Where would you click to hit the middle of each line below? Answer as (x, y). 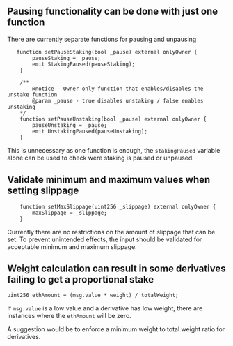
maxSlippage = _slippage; (70, 213)
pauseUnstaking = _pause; (70, 125)
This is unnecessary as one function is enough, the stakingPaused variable (114, 150)
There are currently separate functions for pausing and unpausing (102, 39)
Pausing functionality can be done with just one (113, 12)
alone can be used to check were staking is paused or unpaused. (101, 158)
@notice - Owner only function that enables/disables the (118, 89)
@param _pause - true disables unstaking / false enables (118, 100)
